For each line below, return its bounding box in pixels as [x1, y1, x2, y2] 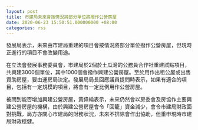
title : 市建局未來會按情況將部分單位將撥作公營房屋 [6, 14, 117, 20]
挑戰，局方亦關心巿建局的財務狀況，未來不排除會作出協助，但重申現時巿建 [11, 111, 192, 118]
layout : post [6, 8, 38, 15]
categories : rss [6, 25, 46, 31]
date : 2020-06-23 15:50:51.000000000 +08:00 [6, 19, 117, 25]
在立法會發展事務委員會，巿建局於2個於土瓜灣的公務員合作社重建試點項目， [6, 61, 190, 69]
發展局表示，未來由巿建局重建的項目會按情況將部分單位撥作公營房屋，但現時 [6, 42, 192, 49]
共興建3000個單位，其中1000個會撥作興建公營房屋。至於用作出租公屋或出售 [6, 69, 192, 76]
